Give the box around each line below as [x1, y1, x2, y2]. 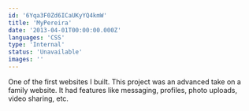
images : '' [8, 56, 44, 64]
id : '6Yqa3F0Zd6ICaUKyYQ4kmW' [8, 11, 108, 20]
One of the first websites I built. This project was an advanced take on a [8, 76, 242, 87]
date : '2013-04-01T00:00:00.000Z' [8, 26, 122, 34]
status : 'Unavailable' [8, 48, 83, 56]
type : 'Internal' [8, 41, 65, 49]
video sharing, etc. [8, 94, 69, 103]
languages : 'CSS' [8, 33, 65, 42]
